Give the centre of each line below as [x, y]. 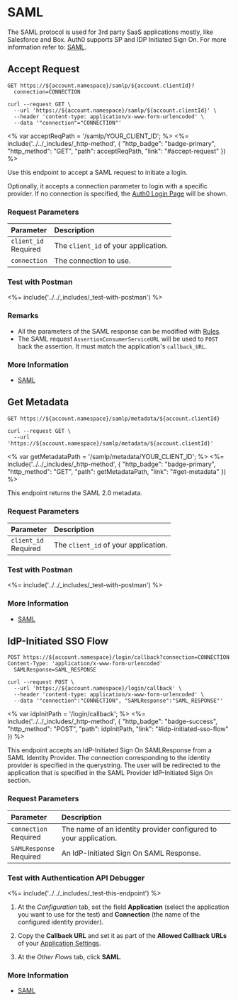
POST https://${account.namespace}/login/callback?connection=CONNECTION [119, 657]
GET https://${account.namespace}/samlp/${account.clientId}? [101, 86]
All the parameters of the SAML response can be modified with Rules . [119, 331]
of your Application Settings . [59, 944]
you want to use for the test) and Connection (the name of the [109, 915]
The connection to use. [92, 261]
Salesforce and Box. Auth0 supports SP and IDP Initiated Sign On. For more [117, 39]
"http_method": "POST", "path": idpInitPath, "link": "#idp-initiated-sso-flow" [118, 729]
